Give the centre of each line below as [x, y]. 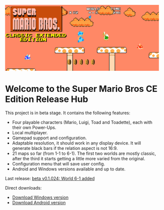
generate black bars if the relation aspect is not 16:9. [65, 148]
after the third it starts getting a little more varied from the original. [79, 158]
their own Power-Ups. [34, 127]
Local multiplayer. [30, 132]
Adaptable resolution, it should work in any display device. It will [77, 143]
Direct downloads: [23, 188]
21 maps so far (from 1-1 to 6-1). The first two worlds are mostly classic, [84, 153]
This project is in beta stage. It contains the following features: [68, 113]
